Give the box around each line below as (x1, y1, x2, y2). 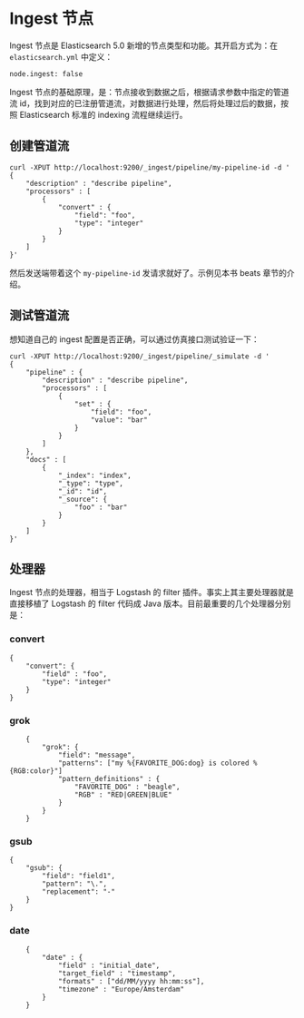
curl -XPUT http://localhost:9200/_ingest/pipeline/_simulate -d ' (9, 351, 270, 361)
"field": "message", (57, 750, 136, 759)
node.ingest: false (9, 69, 83, 78)
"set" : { (74, 399, 112, 408)
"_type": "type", (57, 478, 124, 488)
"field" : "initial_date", (57, 961, 161, 970)
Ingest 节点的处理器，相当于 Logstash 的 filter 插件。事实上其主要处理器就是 (9, 587, 294, 598)
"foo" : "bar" (74, 503, 128, 512)
